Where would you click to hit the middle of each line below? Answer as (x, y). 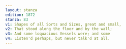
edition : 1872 (20, 15)
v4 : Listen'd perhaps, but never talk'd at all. (58, 39)
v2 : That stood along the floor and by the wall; (59, 29)
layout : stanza (21, 10)
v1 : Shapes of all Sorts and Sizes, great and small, (64, 24)
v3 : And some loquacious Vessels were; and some (58, 34)
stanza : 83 (17, 19)
